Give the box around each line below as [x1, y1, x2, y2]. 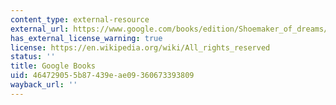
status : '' [10, 52, 56, 62]
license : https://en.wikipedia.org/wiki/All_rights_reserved [10, 42, 271, 53]
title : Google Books [10, 61, 97, 71]
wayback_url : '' [10, 80, 78, 90]
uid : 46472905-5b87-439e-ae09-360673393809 [10, 71, 195, 81]
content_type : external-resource [10, 14, 150, 25]
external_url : [10, 24, 70, 34]
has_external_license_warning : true [10, 33, 163, 43]
